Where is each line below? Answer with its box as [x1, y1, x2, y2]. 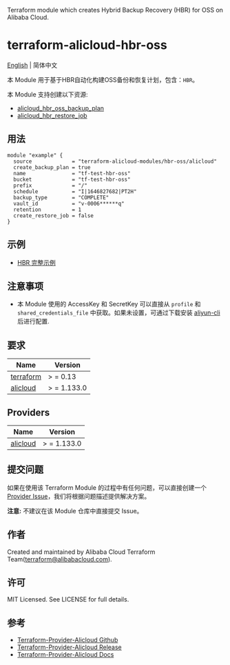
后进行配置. [17, 317, 50, 326]
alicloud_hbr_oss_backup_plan [17, 103, 105, 112]
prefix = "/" [13, 182, 88, 189]
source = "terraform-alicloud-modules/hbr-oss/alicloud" [13, 158, 217, 165]
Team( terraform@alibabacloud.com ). [7, 555, 112, 563]
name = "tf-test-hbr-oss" [13, 170, 131, 177]
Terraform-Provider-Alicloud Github [17, 636, 118, 644]
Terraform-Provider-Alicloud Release [17, 643, 122, 651]
